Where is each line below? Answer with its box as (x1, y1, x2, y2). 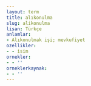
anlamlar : (6, 31, 32, 38)
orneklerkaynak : (6, 65, 47, 71)
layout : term (6, 8, 39, 15)
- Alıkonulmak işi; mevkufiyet (6, 37, 86, 43)
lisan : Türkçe (6, 25, 42, 32)
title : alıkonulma (6, 15, 53, 21)
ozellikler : (6, 43, 36, 49)
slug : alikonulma (6, 20, 50, 26)
